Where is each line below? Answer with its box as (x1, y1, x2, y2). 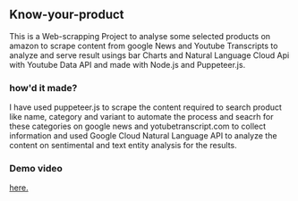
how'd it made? (9, 81, 78, 94)
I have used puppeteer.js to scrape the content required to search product (9, 102, 282, 113)
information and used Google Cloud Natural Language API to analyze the (9, 130, 277, 141)
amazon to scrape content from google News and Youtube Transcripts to (9, 40, 278, 51)
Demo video (9, 163, 63, 175)
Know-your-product (9, 7, 124, 22)
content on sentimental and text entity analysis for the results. (9, 140, 237, 151)
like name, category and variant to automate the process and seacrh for (9, 112, 275, 122)
